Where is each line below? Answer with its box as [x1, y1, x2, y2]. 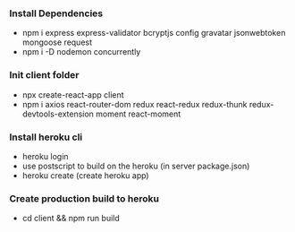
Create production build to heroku [9, 192, 159, 204]
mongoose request [21, 37, 92, 47]
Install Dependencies [9, 7, 104, 20]
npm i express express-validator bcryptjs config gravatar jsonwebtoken [21, 28, 286, 39]
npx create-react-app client [21, 89, 124, 100]
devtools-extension [21, 108, 94, 119]
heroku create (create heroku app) [21, 169, 149, 181]
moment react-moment [95, 108, 181, 119]
